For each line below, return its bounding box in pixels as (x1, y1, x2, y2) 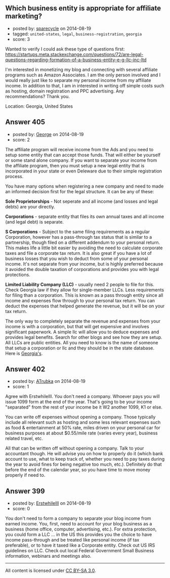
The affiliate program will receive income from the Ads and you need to (5, 146, 154, 152)
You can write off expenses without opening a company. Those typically (5, 414, 156, 420)
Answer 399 (5, 486, 45, 495)
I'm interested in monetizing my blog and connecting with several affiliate (5, 66, 158, 72)
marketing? (5, 12, 42, 21)
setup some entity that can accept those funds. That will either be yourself (5, 152, 161, 158)
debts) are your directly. (5, 203, 56, 209)
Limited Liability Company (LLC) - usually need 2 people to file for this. (5, 281, 154, 287)
